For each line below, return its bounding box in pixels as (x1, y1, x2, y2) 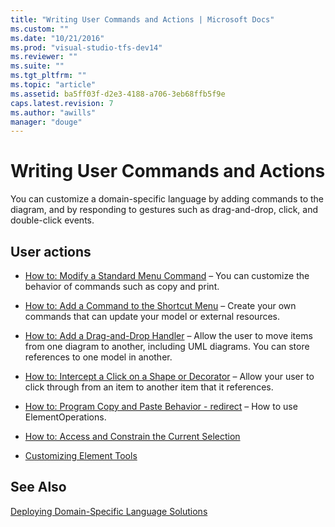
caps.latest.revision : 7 (10, 98, 114, 108)
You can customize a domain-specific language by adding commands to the (10, 193, 325, 205)
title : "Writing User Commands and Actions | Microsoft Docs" (10, 14, 275, 25)
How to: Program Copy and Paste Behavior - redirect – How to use (24, 401, 298, 412)
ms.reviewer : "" (10, 52, 78, 62)
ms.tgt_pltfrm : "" (10, 71, 87, 81)
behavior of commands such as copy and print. (24, 281, 220, 292)
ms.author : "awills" (10, 107, 97, 118)
